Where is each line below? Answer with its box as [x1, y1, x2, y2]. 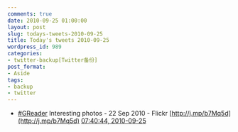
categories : [7, 50, 43, 57]
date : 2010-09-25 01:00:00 [7, 17, 87, 24]
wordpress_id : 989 [7, 43, 62, 50]
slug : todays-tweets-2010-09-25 [7, 30, 103, 38]
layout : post [7, 23, 46, 31]
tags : [7, 76, 23, 84]
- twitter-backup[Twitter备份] [7, 57, 98, 64]
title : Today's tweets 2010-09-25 [7, 37, 110, 44]
